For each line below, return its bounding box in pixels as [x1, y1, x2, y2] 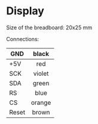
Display [6, 4, 45, 18]
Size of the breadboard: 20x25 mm [6, 24, 93, 31]
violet [33, 69, 49, 77]
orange [30, 98, 51, 107]
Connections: [6, 35, 39, 42]
